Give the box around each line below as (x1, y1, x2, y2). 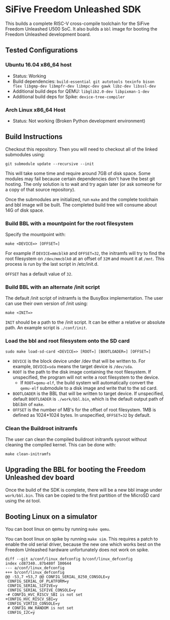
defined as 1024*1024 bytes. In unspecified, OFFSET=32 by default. (12, 412, 151, 418)
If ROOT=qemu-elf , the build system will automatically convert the (20, 379, 154, 385)
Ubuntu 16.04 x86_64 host (5, 61, 72, 68)
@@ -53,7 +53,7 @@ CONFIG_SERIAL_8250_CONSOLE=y (5, 574, 110, 579)
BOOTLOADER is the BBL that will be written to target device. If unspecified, (12, 390, 164, 397)
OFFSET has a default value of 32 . (5, 271, 73, 277)
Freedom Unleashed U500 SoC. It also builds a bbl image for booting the (5, 25, 157, 32)
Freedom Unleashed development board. (5, 31, 91, 37)
